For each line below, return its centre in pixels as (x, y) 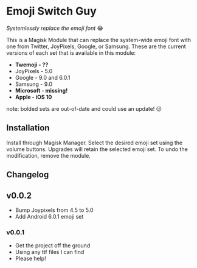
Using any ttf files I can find (50, 252)
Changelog (28, 175)
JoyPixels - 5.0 (34, 71)
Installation (28, 128)
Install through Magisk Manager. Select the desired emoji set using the (95, 143)
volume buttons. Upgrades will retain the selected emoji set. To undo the (97, 149)
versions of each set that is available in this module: (71, 52)
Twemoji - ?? (32, 65)
